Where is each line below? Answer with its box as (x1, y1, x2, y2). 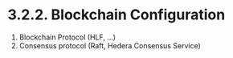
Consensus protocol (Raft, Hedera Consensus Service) (18, 40, 202, 50)
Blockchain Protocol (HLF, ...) (18, 32, 117, 42)
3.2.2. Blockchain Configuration (7, 6, 226, 24)
